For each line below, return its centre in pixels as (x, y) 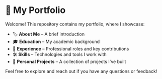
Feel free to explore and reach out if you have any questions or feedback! (81, 71)
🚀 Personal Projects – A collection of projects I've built (69, 61)
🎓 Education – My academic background (56, 41)
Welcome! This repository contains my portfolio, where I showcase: (75, 24)
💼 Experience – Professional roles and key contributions (71, 48)
